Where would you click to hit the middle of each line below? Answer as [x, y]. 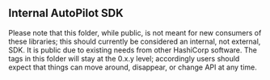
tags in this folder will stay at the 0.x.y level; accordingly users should [124, 58]
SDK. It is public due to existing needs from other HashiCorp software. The [133, 50]
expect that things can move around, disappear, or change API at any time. [133, 67]
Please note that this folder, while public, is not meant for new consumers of [135, 32]
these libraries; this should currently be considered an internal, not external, [135, 41]
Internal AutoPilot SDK [66, 13]
